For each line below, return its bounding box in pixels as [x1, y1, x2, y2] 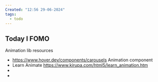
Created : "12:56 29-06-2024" [5, 7, 65, 12]
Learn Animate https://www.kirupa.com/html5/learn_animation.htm [12, 62, 148, 68]
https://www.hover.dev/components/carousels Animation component [12, 57, 153, 63]
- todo [9, 16, 23, 21]
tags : [5, 12, 16, 17]
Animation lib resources [5, 48, 53, 54]
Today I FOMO [5, 34, 50, 43]
